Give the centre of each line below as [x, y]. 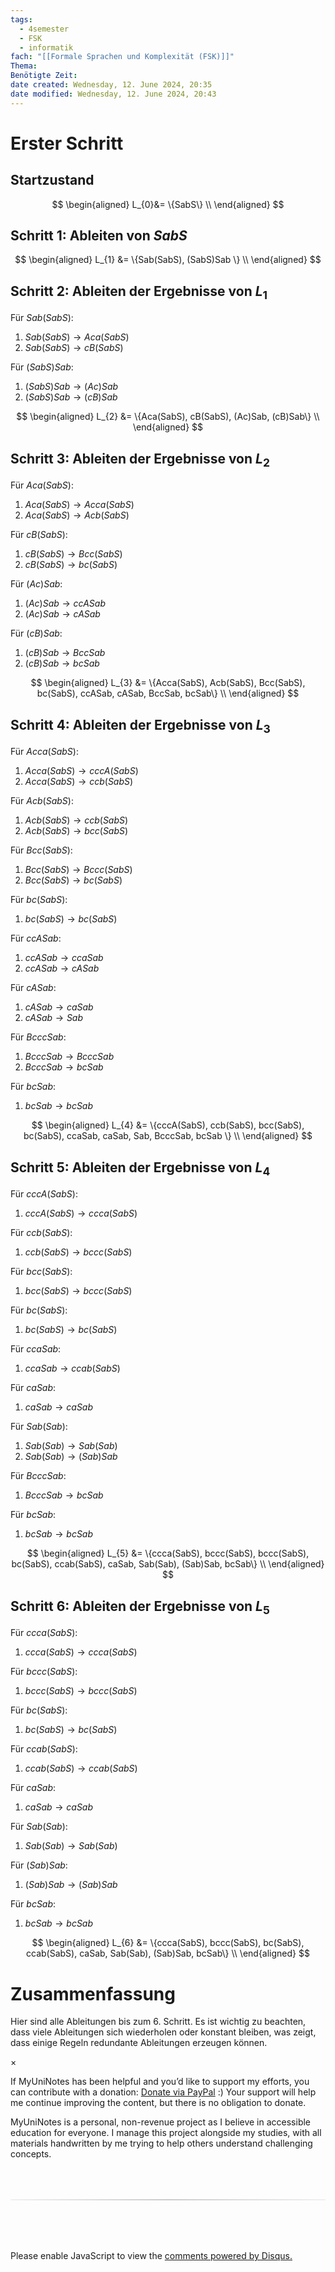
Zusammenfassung [93, 1993]
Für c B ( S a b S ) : [39, 535]
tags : [21, 19]
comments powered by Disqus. [228, 2256]
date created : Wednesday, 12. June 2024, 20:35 [111, 85]
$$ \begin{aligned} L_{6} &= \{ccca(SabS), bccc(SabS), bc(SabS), [168, 1943]
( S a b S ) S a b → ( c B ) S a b [71, 397]
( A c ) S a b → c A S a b [62, 614]
